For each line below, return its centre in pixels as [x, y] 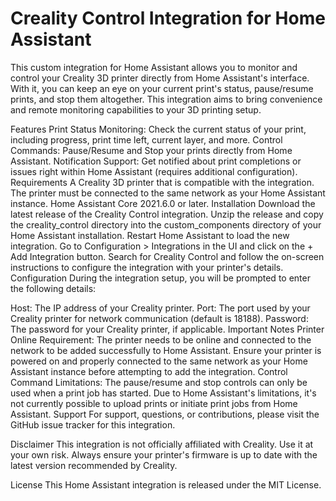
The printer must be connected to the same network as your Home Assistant [168, 193]
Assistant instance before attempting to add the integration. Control [149, 371]
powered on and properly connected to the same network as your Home [159, 361]
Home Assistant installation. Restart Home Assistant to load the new [150, 235]
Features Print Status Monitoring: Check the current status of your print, [158, 129]
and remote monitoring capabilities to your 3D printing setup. [136, 109]
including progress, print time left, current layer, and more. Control [146, 139]
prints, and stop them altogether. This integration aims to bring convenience [166, 99]
